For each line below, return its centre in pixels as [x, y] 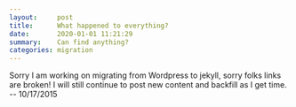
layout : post [41, 17]
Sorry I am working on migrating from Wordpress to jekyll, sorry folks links [145, 75]
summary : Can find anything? [69, 42]
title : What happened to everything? [89, 26]
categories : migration [51, 50]
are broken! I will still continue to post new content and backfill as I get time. [148, 85]
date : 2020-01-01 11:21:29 [71, 34]
